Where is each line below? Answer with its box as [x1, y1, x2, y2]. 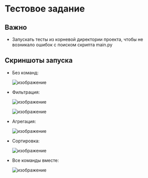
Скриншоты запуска [5, 56, 73, 65]
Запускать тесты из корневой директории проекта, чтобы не [12, 36, 143, 42]
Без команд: [12, 69, 39, 75]
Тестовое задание [5, 3, 85, 15]
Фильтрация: [12, 89, 40, 95]
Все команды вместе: [12, 157, 59, 163]
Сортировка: [12, 138, 40, 144]
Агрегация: [12, 118, 36, 124]
